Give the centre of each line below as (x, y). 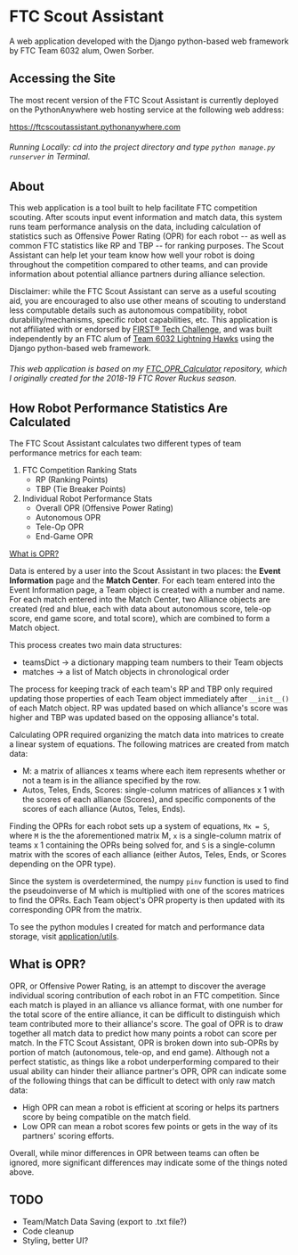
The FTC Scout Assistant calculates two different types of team (125, 443)
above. (22, 1172)
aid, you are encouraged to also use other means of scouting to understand (148, 301)
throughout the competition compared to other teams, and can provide (139, 265)
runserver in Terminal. (50, 157)
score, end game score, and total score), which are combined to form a (140, 618)
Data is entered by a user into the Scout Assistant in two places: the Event (145, 571)
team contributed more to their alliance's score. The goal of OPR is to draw (146, 1023)
